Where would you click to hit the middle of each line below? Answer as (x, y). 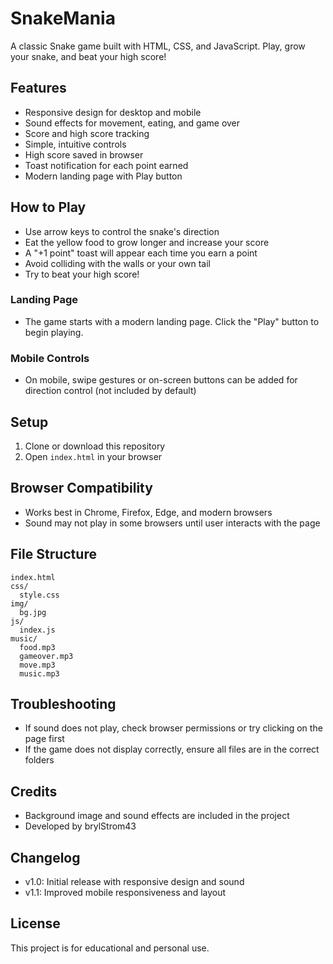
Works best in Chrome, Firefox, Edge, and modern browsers (148, 512)
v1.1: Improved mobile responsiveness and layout (125, 893)
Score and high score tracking (87, 133)
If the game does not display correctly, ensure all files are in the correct (172, 749)
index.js (37, 630)
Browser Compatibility (81, 488)
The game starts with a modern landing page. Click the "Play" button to (172, 321)
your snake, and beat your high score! (88, 56)
